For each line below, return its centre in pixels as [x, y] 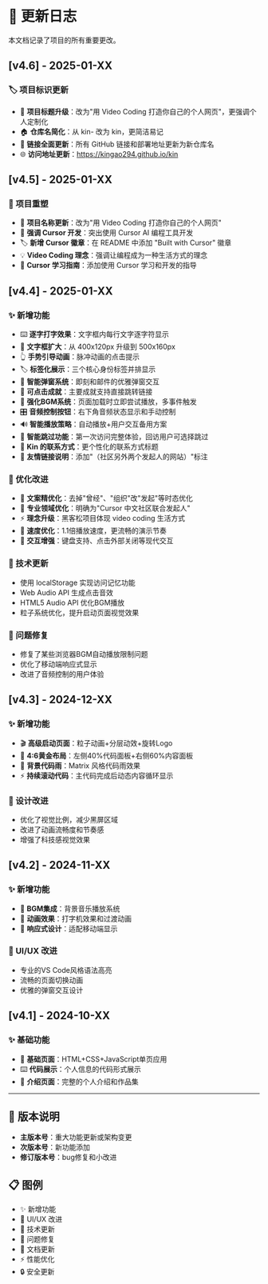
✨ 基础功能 [29, 1040]
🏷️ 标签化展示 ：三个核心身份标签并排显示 [88, 369]
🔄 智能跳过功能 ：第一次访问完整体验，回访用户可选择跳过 [114, 436]
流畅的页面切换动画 [51, 980]
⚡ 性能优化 [37, 1259]
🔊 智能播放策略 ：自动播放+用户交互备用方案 [93, 424]
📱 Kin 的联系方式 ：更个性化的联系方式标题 [89, 446]
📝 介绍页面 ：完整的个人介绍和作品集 [79, 1082]
